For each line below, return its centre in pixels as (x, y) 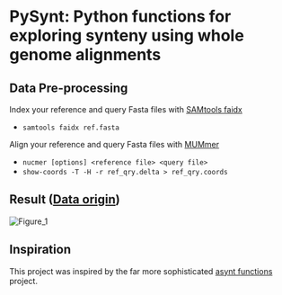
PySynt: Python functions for (120, 17)
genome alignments (85, 55)
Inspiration (40, 250)
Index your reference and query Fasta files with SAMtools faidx (126, 109)
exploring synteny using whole (127, 36)
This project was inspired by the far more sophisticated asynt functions (141, 271)
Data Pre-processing (69, 88)
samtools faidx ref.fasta (70, 128)
